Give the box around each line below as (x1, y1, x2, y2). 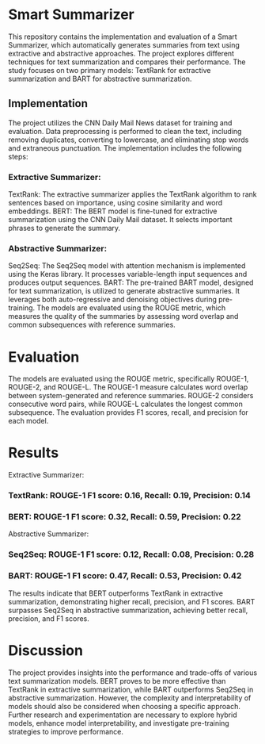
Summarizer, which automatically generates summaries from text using (8, 40, 240, 49)
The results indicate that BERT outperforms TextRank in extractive (8, 589, 224, 598)
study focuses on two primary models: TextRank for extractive (8, 65, 211, 75)
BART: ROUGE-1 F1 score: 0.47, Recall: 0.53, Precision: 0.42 (8, 570, 242, 581)
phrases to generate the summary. (8, 224, 121, 233)
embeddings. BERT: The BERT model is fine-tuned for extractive (8, 206, 218, 216)
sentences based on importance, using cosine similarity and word (8, 198, 223, 208)
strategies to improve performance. (8, 727, 124, 736)
